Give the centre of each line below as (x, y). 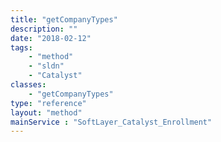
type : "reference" (48, 103)
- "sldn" (46, 66)
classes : (28, 85)
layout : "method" (46, 112)
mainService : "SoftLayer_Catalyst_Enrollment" (111, 122)
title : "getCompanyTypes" (64, 19)
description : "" (44, 29)
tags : (21, 47)
